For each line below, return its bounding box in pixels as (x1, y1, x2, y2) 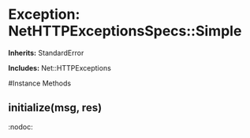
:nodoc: (8, 122, 33, 131)
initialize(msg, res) (8, 101, 103, 114)
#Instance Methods (8, 78, 72, 88)
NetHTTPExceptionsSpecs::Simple (8, 22, 242, 40)
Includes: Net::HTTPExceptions (8, 63, 112, 72)
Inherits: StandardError (8, 48, 84, 57)
